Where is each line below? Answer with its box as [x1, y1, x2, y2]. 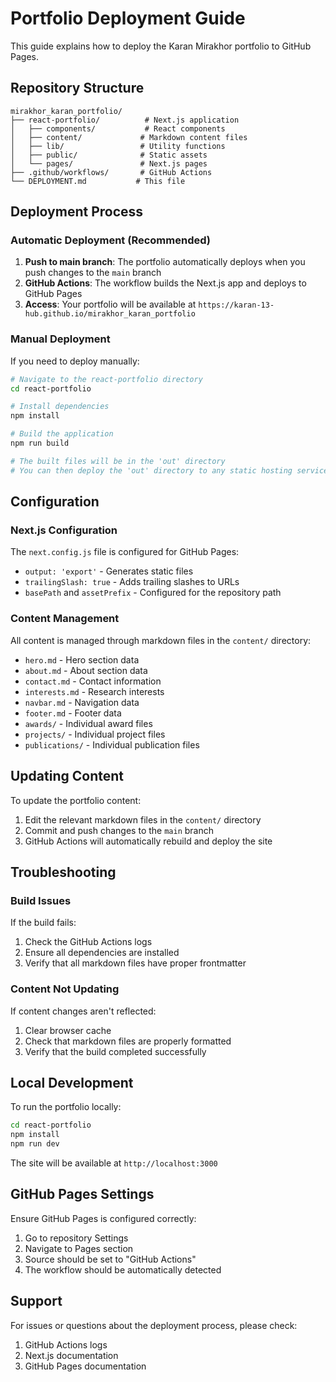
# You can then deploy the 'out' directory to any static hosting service [10, 465, 329, 476]
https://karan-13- [198, 300, 275, 311]
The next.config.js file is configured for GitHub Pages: [10, 546, 240, 558]
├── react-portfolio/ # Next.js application [10, 115, 240, 125]
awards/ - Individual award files [24, 717, 153, 729]
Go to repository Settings [24, 1232, 129, 1244]
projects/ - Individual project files [24, 728, 166, 740]
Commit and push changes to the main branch [24, 824, 215, 836]
